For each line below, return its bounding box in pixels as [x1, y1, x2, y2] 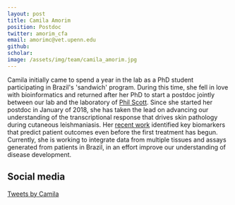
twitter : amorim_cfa [7, 30, 68, 37]
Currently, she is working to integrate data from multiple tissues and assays [7, 135, 227, 144]
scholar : [7, 50, 33, 57]
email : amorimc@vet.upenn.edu [7, 37, 97, 44]
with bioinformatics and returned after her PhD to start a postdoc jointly [7, 90, 215, 99]
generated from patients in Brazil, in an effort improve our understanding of [7, 142, 227, 151]
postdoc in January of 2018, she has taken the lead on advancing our [7, 105, 209, 113]
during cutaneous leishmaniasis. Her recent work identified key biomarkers [7, 120, 226, 129]
